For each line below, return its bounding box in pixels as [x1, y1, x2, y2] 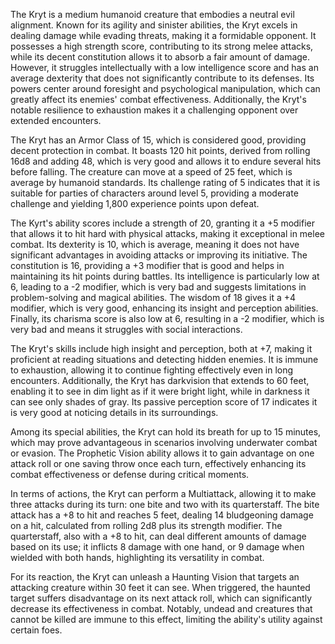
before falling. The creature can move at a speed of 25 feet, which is [10, 166, 293, 178]
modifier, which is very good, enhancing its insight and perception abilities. [10, 302, 319, 314]
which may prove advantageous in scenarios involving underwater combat [10, 437, 318, 448]
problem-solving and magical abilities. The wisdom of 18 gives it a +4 [10, 292, 296, 303]
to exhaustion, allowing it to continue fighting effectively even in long [10, 364, 294, 376]
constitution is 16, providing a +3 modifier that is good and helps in [10, 260, 285, 271]
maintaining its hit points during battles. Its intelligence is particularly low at [10, 270, 320, 282]
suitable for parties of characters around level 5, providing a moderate [10, 187, 299, 199]
